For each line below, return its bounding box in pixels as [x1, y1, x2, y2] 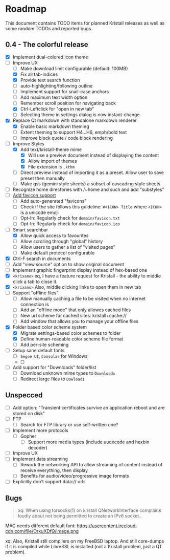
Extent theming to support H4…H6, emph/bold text [20, 129, 127, 135]
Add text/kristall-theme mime [20, 146, 82, 153]
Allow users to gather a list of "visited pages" [20, 244, 116, 250]
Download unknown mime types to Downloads [20, 370, 116, 376]
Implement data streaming [12, 456, 68, 462]
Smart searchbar [12, 226, 48, 233]
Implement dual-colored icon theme [12, 54, 88, 60]
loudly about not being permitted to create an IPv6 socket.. [17, 513, 142, 519]
